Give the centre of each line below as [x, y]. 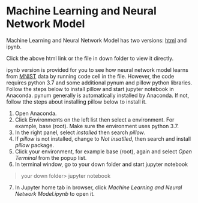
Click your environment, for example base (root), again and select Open [103, 152]
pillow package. [34, 145]
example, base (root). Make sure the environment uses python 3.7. [97, 126]
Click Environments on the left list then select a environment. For [94, 119]
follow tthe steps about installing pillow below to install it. [76, 101]
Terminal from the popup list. [51, 157]
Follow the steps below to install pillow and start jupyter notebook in [90, 89]
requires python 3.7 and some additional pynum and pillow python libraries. [99, 83]
